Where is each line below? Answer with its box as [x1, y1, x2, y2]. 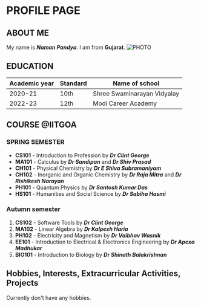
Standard [59, 79, 87, 88]
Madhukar [15, 244, 42, 251]
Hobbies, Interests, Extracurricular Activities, [6, 268, 181, 279]
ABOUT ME [6, 28, 50, 38]
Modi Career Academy [93, 99, 157, 108]
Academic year [9, 79, 54, 88]
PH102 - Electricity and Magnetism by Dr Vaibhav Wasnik [15, 231, 161, 239]
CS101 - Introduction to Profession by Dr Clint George [15, 152, 150, 159]
